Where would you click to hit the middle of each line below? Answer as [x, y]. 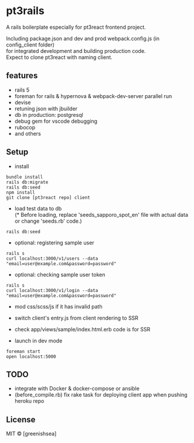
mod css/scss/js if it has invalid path [58, 306]
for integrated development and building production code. [76, 51]
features [22, 75]
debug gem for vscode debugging [56, 121]
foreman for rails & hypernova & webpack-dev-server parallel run [93, 96]
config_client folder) [30, 45]
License [21, 419]
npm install [21, 192]
